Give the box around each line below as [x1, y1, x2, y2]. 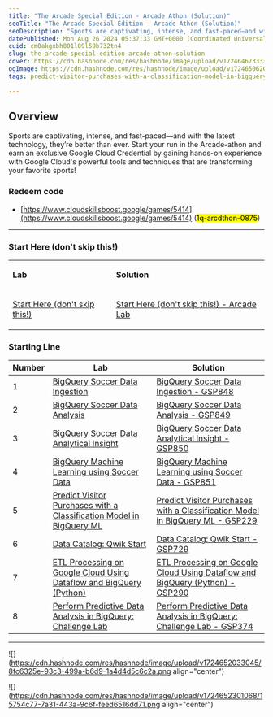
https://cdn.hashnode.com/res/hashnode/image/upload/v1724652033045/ [11, 658, 262, 667]
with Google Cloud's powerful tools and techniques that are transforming [8, 157, 253, 167]
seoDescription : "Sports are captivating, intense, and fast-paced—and [8, 27, 256, 35]
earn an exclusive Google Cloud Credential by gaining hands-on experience [8, 148, 262, 159]
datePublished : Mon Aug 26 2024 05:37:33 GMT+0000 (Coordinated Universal [8, 34, 267, 43]
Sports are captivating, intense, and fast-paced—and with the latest [8, 131, 236, 141]
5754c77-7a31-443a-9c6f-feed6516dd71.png [8, 700, 161, 710]
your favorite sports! [8, 166, 77, 176]
